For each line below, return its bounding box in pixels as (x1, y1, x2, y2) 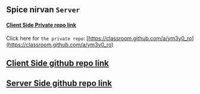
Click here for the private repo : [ (6, 35, 89, 42)
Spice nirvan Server (6, 5, 81, 15)
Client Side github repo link (6, 58, 109, 68)
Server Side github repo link (6, 79, 112, 89)
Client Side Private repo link (6, 21, 76, 29)
